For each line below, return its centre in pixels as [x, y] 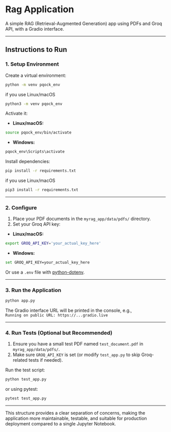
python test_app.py [26, 380]
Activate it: [17, 114]
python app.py [20, 301]
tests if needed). [46, 360]
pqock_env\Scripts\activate [35, 152]
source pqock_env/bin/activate [38, 133]
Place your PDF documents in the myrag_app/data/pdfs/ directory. [82, 219]
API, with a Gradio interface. [35, 29]
